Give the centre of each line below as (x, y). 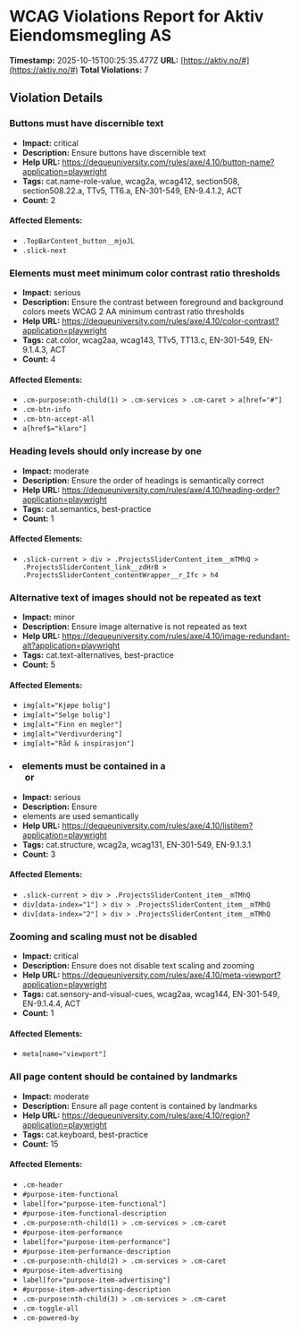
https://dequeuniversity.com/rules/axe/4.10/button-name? (168, 162)
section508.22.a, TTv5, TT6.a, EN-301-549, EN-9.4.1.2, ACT (132, 191)
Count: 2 (39, 200)
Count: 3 (39, 854)
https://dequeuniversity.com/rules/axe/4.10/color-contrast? (170, 321)
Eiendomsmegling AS (91, 35)
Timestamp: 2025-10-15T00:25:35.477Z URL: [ (97, 60)
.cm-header (42, 1185)
